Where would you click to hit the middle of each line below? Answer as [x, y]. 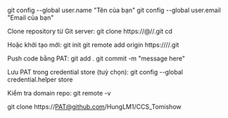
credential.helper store [40, 79]
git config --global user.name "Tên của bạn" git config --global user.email [114, 10]
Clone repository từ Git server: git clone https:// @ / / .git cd [90, 31]
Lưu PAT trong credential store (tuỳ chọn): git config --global [95, 72]
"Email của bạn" [31, 18]
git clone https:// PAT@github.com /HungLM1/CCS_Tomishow [94, 107]
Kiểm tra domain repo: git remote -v [59, 93]
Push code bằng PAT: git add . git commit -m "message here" [96, 58]
